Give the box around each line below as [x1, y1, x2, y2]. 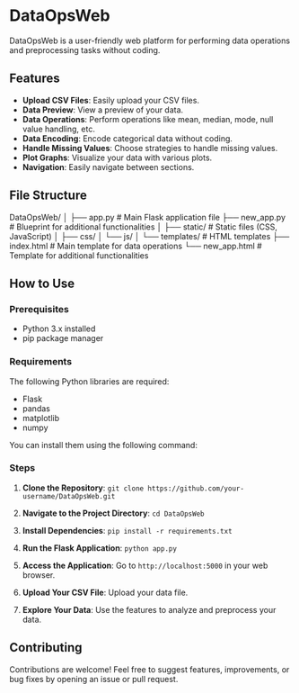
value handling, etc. [22, 123, 96, 134]
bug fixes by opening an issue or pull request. [9, 673, 179, 684]
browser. [22, 569, 56, 580]
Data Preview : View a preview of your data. [22, 104, 184, 115]
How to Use [9, 275, 75, 291]
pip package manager [22, 333, 104, 344]
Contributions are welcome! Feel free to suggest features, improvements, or [9, 663, 290, 675]
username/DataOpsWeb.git [22, 491, 116, 500]
